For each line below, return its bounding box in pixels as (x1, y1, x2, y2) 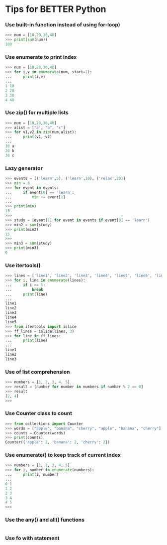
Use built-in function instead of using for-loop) (5, 21, 120, 28)
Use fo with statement (5, 535, 60, 542)
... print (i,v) (5, 74, 46, 79)
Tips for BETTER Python (5, 3, 106, 15)
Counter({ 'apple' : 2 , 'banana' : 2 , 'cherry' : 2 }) (5, 440, 110, 445)
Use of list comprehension (5, 368, 70, 375)
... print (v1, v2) (5, 135, 52, 139)
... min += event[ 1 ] (5, 194, 66, 200)
